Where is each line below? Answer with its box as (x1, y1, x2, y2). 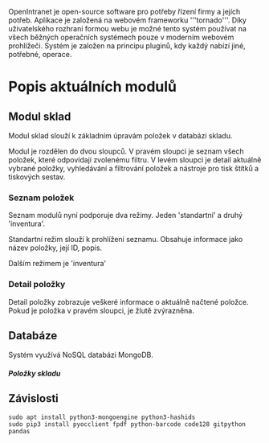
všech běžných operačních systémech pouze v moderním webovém (8, 32, 234, 42)
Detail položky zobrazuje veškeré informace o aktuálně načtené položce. (8, 297, 249, 306)
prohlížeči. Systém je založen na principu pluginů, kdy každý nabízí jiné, (8, 41, 247, 51)
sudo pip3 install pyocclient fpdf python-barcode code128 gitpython (8, 420, 247, 429)
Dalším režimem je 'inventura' (8, 259, 107, 269)
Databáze (8, 329, 58, 343)
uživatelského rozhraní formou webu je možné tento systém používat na (8, 24, 247, 33)
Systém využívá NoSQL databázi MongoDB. (8, 350, 154, 360)
